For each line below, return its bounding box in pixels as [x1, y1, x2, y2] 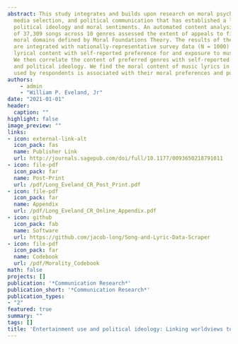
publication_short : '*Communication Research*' [7, 286, 151, 293]
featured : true [7, 306, 52, 313]
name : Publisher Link [13, 148, 78, 155]
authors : [7, 76, 33, 83]
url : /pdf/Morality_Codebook [13, 260, 100, 267]
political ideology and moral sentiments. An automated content [13, 23, 208, 30]
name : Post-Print [13, 174, 65, 182]
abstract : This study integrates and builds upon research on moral [7, 10, 214, 18]
